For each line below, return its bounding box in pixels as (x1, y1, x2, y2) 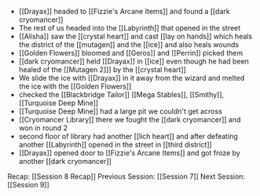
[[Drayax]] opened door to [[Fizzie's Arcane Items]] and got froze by (18, 148, 240, 158)
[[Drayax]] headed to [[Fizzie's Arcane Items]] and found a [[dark (18, 7, 230, 16)
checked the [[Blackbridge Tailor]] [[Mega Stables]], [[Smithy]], (18, 90, 225, 99)
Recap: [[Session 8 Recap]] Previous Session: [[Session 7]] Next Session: (7, 172, 245, 181)
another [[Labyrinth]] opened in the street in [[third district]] (18, 140, 213, 149)
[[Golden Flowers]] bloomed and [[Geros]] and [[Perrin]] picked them (18, 49, 244, 57)
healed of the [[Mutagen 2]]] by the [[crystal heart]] (18, 65, 186, 74)
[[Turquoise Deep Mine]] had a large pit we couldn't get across (18, 107, 223, 116)
